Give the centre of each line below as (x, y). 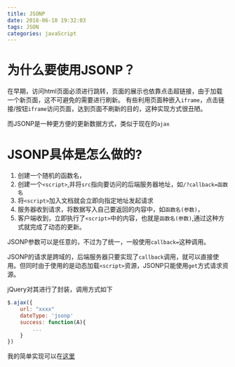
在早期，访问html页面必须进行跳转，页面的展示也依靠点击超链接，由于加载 (115, 91)
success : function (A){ (53, 322)
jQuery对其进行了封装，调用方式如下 (60, 290)
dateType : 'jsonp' (47, 316)
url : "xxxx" (37, 309)
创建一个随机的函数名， (51, 176)
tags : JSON (23, 27)
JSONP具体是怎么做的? (75, 155)
